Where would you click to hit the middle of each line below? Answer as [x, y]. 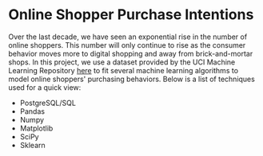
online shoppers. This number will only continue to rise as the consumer [127, 45]
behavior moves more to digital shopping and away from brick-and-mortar [131, 53]
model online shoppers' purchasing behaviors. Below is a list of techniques [132, 79]
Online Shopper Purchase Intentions [131, 15]
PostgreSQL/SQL [48, 103]
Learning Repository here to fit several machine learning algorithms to [123, 70]
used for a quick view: [45, 87]
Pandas [32, 111]
